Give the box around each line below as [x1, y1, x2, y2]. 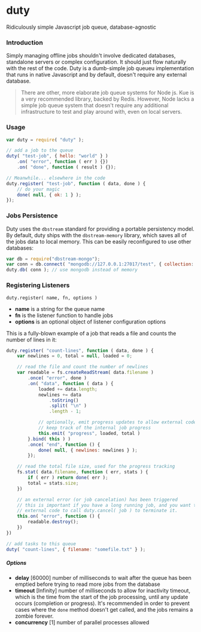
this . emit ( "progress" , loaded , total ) [38, 430, 141, 436]
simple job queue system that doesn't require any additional [20, 102, 169, 109]
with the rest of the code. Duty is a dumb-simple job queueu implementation [6, 65, 194, 72]
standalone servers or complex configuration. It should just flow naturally [6, 58, 187, 66]
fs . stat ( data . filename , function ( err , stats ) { [17, 469, 148, 475]
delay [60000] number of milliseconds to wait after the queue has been [14, 574, 191, 582]
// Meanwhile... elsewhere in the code [6, 175, 106, 181]
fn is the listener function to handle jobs [14, 312, 114, 319]
